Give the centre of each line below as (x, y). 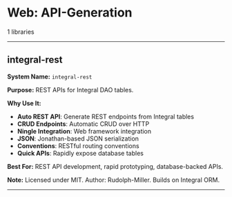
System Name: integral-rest (50, 76)
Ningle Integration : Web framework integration (84, 131)
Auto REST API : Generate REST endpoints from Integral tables (106, 116)
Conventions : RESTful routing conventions (78, 145)
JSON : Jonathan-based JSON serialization (78, 138)
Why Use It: (24, 103)
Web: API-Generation (70, 13)
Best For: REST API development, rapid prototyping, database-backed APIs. (115, 166)
